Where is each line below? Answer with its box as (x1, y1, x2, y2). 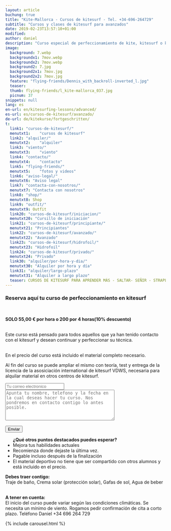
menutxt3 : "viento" (10, 150, 58, 155)
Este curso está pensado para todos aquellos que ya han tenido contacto (5, 331, 159, 337)
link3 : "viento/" (10, 145, 47, 150)
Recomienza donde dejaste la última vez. (12, 447, 99, 453)
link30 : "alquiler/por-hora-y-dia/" (10, 259, 88, 264)
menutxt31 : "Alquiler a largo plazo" (10, 273, 90, 278)
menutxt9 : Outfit (10, 207, 47, 212)
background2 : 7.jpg (10, 64, 51, 69)
